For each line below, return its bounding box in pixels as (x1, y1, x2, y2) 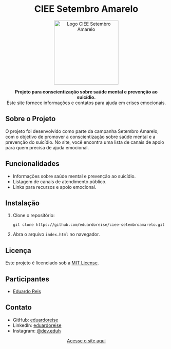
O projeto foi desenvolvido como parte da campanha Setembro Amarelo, (5, 128, 159, 134)
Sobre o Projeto (5, 114, 56, 123)
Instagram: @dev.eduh (12, 327, 61, 334)
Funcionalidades (5, 160, 60, 168)
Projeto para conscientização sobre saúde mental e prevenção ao (15, 88, 158, 95)
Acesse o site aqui (66, 337, 106, 344)
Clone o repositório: (12, 212, 55, 219)
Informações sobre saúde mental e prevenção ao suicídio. (12, 173, 136, 179)
